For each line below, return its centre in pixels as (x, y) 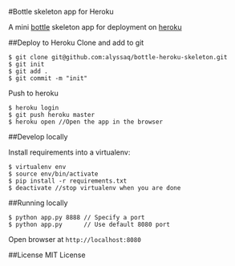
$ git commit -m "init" (48, 79)
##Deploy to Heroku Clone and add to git (76, 42)
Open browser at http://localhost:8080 (75, 239)
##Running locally (38, 203)
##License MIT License (47, 255)
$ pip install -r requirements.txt (68, 181)
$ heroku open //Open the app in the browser (85, 122)
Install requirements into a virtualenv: (69, 152)
